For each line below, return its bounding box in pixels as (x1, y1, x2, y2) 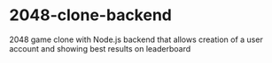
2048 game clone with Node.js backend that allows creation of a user (9, 34, 263, 45)
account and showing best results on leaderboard (9, 43, 191, 53)
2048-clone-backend (9, 5, 173, 25)
